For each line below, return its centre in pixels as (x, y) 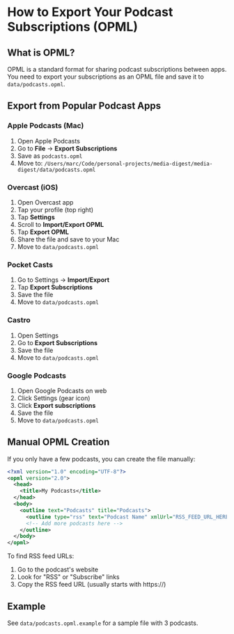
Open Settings (38, 335)
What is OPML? (41, 53)
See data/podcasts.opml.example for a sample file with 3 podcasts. (103, 623)
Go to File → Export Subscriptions (67, 148)
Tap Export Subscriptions (55, 287)
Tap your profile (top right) (55, 209)
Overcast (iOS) (33, 187)
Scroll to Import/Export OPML (61, 224)
